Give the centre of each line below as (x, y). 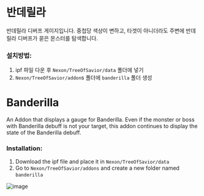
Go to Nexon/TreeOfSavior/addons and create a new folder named (97, 168)
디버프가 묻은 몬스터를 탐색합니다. (58, 38)
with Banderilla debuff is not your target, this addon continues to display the (102, 126)
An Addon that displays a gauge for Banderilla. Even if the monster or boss (100, 120)
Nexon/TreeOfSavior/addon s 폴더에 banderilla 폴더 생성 (84, 78)
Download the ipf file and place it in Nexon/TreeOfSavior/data (92, 162)
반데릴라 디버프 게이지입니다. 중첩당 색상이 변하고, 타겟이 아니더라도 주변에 (96, 31)
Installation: (25, 148)
